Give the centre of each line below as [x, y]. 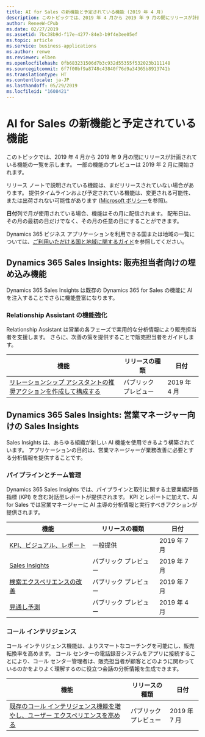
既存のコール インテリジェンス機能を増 [65, 706]
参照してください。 [164, 241]
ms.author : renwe [28, 52]
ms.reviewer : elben [31, 57]
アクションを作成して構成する [58, 391]
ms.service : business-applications [52, 46]
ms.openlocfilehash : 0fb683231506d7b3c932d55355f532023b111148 [88, 63]
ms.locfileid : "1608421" [38, 92]
